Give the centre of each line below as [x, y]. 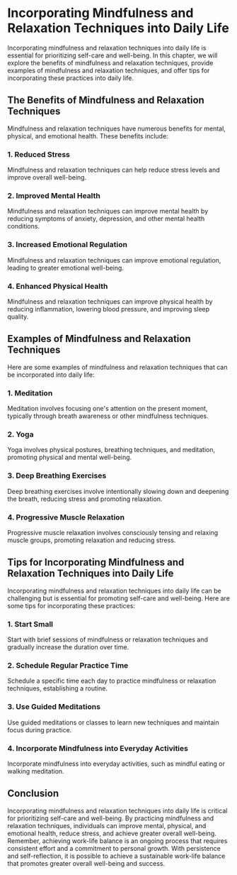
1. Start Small [30, 624]
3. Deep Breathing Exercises [57, 475]
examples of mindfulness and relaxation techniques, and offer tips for [109, 70]
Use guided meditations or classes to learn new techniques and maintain [113, 722]
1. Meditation [30, 393]
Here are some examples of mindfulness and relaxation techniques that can [117, 367]
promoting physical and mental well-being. [70, 457]
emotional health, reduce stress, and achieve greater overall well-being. [112, 833]
